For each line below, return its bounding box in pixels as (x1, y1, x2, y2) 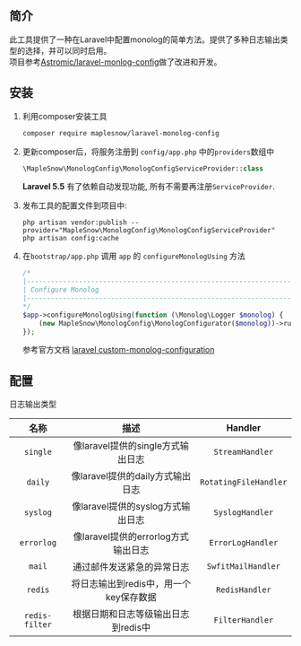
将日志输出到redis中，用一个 (71, 578, 191, 590)
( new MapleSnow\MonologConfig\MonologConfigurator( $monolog (39, 319, 268, 327)
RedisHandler (216, 585, 271, 595)
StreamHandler (213, 447, 274, 458)
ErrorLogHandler (209, 537, 279, 548)
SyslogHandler (213, 508, 274, 518)
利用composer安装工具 (21, 110, 107, 121)
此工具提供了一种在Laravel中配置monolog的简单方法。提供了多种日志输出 (9, 34, 280, 45)
